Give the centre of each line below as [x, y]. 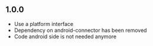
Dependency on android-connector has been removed [80, 30]
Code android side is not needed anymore [65, 36]
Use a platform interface [44, 24]
